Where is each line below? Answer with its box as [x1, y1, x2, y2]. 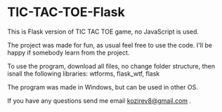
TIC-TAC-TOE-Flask [7, 4, 125, 20]
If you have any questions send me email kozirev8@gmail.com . [7, 96, 192, 105]
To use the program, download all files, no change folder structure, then [7, 62, 216, 70]
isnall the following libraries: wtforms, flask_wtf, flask [7, 69, 160, 78]
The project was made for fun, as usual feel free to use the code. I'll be [7, 41, 213, 49]
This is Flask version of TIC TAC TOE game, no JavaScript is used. [7, 27, 199, 36]
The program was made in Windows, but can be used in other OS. [7, 83, 198, 91]
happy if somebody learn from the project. [7, 48, 130, 57]
